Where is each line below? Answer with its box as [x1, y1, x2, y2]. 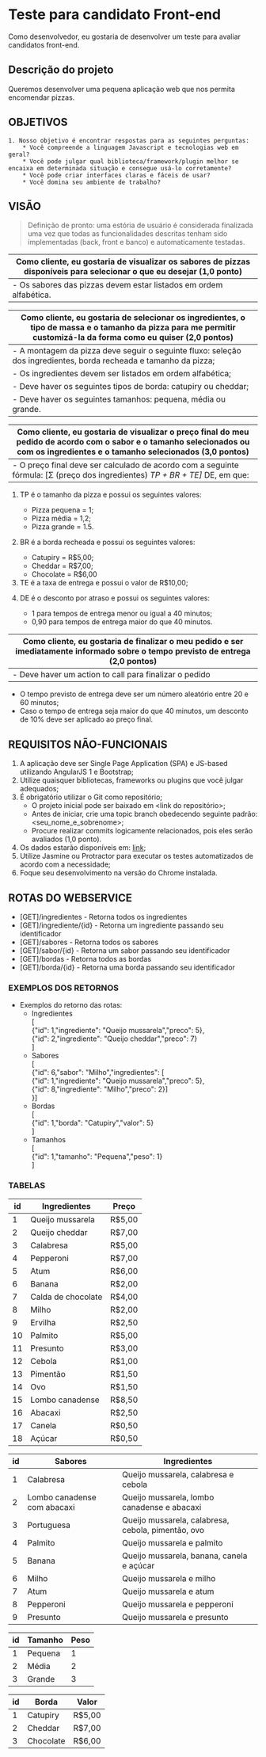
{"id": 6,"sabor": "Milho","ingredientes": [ [31, 1068, 165, 1077]
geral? [8, 151, 30, 158]
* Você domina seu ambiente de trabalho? [22, 178, 161, 186]
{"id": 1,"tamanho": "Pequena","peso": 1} [31, 1152, 163, 1161]
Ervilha [30, 1317, 56, 1328]
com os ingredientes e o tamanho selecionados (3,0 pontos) [17, 446, 249, 457]
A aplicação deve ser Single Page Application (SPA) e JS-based [19, 759, 228, 768]
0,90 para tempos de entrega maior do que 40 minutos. [31, 617, 213, 627]
